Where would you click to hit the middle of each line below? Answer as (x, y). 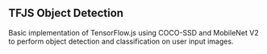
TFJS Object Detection (66, 13)
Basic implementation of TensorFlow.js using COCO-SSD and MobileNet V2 (134, 32)
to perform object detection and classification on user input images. (121, 41)
